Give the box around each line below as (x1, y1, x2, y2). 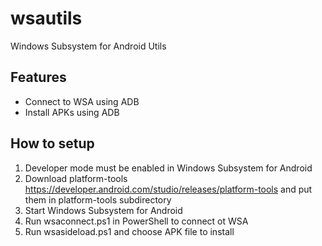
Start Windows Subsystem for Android (24, 204, 183, 216)
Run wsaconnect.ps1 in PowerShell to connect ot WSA (24, 215, 249, 227)
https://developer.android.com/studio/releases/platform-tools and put (24, 183, 313, 195)
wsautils (10, 7, 83, 30)
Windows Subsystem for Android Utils (10, 40, 167, 52)
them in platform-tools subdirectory (24, 193, 172, 206)
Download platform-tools (24, 172, 128, 184)
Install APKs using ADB (24, 106, 120, 118)
